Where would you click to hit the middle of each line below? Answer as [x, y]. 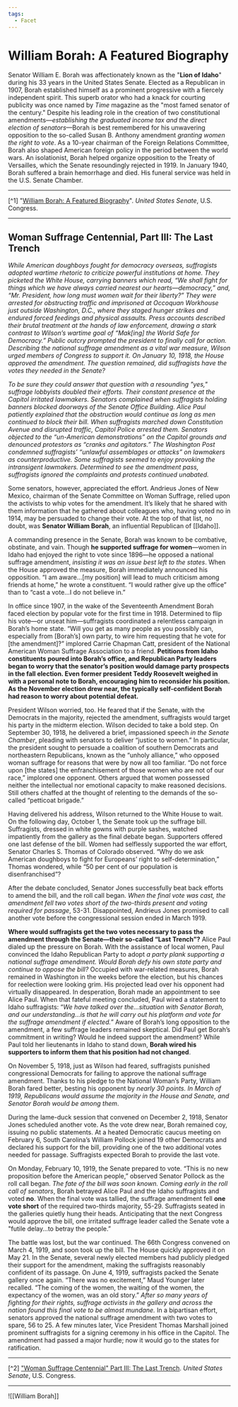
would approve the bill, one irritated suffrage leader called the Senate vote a [119, 1221]
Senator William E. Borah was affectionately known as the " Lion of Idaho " [115, 75]
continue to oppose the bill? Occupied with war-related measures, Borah [114, 969]
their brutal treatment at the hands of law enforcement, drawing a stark [112, 326]
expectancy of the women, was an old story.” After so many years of [108, 1295]
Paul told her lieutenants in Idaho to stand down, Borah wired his [102, 1044]
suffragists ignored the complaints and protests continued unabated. [108, 474]
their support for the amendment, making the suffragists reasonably [107, 1265]
